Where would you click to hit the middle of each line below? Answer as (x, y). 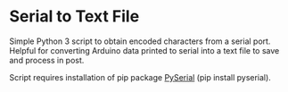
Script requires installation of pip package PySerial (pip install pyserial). (140, 77)
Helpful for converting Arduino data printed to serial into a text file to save (144, 50)
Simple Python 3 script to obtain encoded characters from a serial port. (140, 41)
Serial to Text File (74, 17)
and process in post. (47, 60)
